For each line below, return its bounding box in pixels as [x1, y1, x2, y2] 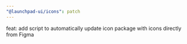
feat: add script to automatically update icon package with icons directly [6, 25, 182, 32]
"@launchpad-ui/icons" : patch [6, 8, 81, 15]
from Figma [6, 31, 34, 38]
